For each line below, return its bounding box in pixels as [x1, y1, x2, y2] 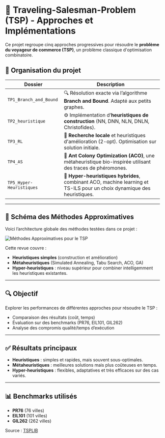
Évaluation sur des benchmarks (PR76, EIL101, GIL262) [12, 320, 123, 326]
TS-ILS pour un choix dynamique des [63, 184, 151, 191]
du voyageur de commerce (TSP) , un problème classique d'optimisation [5, 47, 152, 53]
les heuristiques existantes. [12, 270, 68, 276]
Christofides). [63, 124, 96, 131]
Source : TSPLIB [5, 428, 38, 433]
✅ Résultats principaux [5, 344, 77, 352]
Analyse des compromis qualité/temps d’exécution [12, 325, 114, 331]
